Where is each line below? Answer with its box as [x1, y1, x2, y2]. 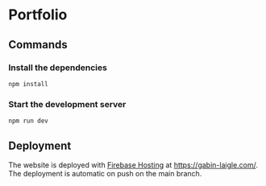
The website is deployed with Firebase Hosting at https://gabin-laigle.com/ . [8, 159, 259, 170]
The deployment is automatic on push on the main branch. [8, 168, 202, 178]
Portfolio [8, 6, 68, 24]
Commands [8, 38, 69, 52]
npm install [8, 80, 48, 88]
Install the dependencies [8, 62, 107, 73]
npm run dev [8, 117, 48, 126]
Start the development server [8, 98, 127, 110]
